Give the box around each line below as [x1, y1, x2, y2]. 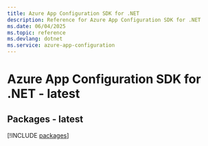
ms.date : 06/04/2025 [7, 23, 67, 29]
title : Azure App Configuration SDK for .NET [7, 10, 139, 17]
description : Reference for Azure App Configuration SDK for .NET [7, 16, 201, 23]
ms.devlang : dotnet [7, 36, 63, 42]
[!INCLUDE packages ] [7, 132, 69, 139]
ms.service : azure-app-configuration [7, 42, 115, 49]
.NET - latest [7, 86, 80, 101]
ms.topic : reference [7, 29, 67, 36]
